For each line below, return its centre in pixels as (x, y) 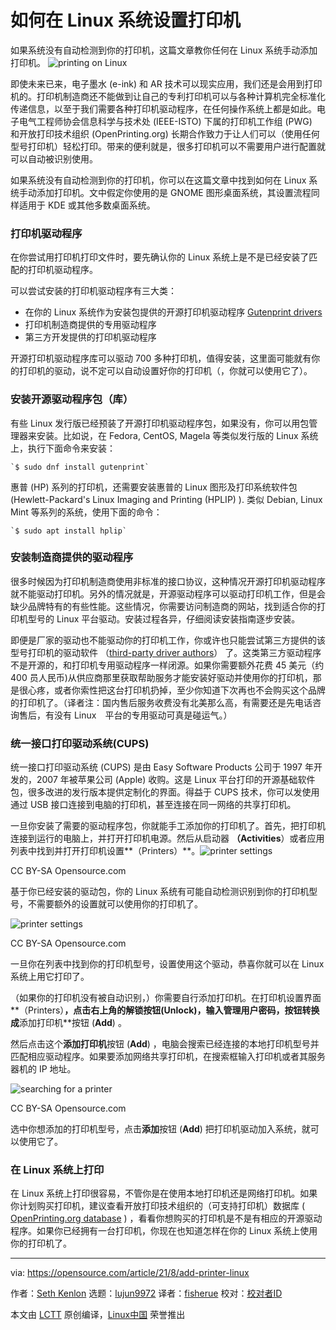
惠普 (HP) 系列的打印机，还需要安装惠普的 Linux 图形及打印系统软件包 (154, 487)
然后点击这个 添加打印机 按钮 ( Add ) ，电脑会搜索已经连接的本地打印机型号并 (165, 1044)
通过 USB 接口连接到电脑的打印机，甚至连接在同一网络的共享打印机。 (153, 805)
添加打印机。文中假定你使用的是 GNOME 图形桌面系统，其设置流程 (174, 192)
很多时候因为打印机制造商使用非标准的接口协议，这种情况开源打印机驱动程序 (168, 581)
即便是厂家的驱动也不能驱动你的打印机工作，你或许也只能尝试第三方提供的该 (168, 640)
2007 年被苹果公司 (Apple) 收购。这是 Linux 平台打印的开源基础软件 (176, 780)
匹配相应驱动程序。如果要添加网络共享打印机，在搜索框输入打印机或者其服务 (168, 1057)
